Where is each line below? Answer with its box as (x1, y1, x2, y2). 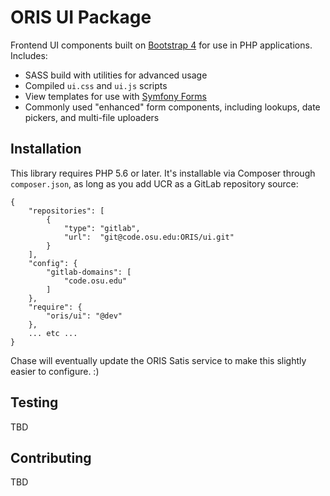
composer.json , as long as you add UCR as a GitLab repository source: (10, 177, 299, 190)
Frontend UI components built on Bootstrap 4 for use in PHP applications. (10, 39, 313, 51)
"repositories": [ (28, 206, 105, 216)
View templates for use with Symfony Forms (24, 90, 207, 102)
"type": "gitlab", (63, 223, 141, 233)
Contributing (10, 449, 92, 466)
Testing (10, 394, 59, 411)
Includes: (10, 49, 48, 61)
